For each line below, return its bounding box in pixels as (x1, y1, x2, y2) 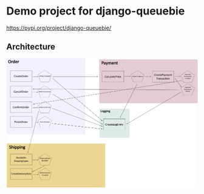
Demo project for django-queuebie (6, 4, 185, 18)
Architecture (6, 42, 56, 52)
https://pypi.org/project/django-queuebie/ (6, 24, 112, 31)
